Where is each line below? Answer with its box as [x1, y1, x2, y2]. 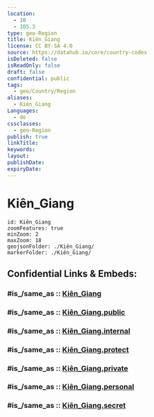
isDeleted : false [7, 56, 58, 63]
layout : [7, 152, 30, 160]
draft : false [7, 68, 45, 75]
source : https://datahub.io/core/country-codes [7, 49, 148, 56]
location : [7, 10, 36, 17]
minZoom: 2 [7, 230, 39, 237]
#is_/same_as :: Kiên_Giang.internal [7, 326, 130, 336]
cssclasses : [7, 120, 42, 127]
